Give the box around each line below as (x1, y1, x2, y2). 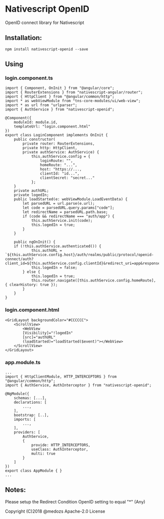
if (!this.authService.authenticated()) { (14, 244, 102, 249)
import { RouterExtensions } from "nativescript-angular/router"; (5, 90, 143, 95)
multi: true (31, 451, 56, 456)
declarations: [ (14, 400, 47, 405)
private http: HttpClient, (22, 146, 78, 151)
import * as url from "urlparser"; (5, 103, 78, 108)
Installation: (5, 34, 42, 42)
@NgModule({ (5, 391, 29, 396)
